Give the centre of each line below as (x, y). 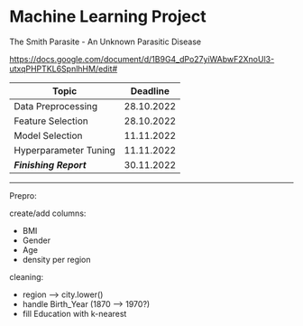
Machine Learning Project (108, 17)
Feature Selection (51, 121)
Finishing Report (50, 164)
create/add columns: (48, 213)
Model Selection (48, 135)
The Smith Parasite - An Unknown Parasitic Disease (106, 42)
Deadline (150, 90)
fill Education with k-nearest (74, 313)
